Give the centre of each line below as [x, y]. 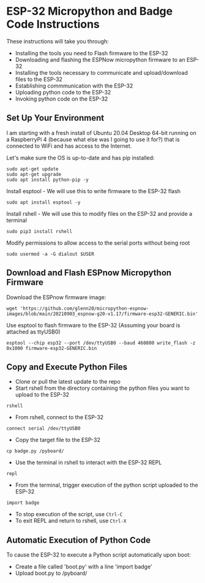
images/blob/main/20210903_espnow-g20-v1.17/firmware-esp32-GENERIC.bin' [102, 314]
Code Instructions [53, 24]
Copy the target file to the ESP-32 [58, 440]
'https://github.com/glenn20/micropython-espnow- [84, 308]
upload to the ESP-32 [42, 395]
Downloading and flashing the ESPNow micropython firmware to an [100, 59]
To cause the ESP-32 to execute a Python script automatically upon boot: [99, 555]
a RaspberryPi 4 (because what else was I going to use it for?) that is [93, 139]
